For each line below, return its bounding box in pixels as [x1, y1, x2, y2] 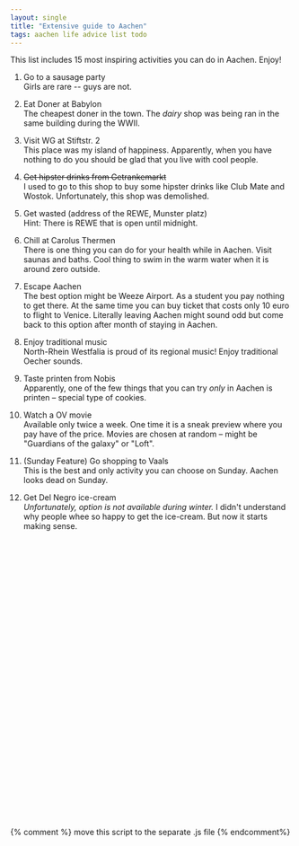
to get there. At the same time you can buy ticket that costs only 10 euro [22, 300, 290, 311]
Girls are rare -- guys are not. [22, 82, 133, 93]
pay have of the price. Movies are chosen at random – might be [22, 428, 259, 440]
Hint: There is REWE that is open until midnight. [22, 217, 198, 229]
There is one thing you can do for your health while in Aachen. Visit [22, 244, 272, 256]
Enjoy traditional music [22, 337, 108, 348]
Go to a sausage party [22, 72, 106, 83]
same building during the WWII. [22, 118, 140, 128]
